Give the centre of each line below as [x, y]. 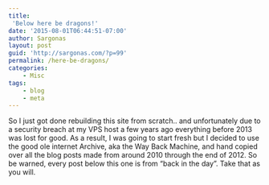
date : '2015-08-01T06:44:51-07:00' [68, 31]
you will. [22, 172]
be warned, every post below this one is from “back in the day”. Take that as [134, 164]
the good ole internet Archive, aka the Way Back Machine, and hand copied [133, 146]
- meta [34, 98]
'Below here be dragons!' [55, 23]
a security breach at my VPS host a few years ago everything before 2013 [130, 129]
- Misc [34, 76]
